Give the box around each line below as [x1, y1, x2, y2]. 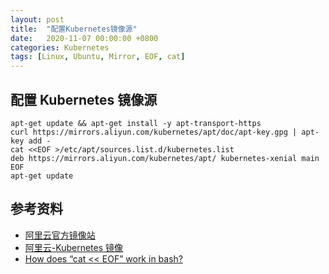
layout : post [10, 14, 65, 25]
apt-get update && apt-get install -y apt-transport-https [10, 118, 262, 128]
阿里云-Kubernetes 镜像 [24, 241, 124, 253]
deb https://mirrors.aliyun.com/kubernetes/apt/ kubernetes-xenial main [10, 153, 320, 163]
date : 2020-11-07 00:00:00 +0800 [10, 33, 159, 43]
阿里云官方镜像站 [24, 229, 96, 241]
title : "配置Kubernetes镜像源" [10, 24, 138, 34]
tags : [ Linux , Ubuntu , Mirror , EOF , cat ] [10, 52, 186, 62]
